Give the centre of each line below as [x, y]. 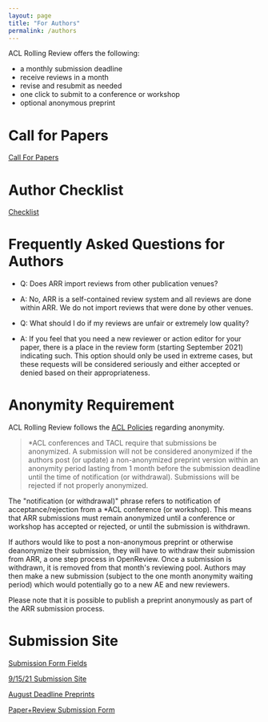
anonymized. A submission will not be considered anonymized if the [140, 452]
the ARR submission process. [57, 609]
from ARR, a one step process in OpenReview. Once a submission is [120, 559]
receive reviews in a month [64, 78]
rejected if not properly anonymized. [88, 486]
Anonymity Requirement [91, 405]
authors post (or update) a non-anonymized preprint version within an [143, 460]
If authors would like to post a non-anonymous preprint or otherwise [121, 543]
